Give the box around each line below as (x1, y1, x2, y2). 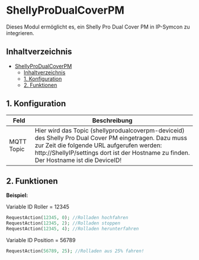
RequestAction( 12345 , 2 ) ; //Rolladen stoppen (6, 220, 120, 226)
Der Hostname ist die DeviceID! (34, 156, 122, 164)
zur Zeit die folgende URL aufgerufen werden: (34, 141, 162, 149)
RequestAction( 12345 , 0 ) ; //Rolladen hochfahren (6, 215, 129, 221)
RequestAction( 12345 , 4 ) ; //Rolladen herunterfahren (6, 226, 139, 232)
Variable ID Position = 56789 (6, 237, 76, 243)
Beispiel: (6, 192, 28, 199)
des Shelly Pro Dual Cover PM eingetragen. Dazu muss (34, 134, 188, 142)
